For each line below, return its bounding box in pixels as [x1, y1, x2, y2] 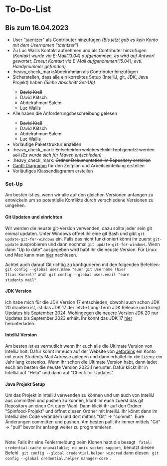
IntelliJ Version [5, 332, 37, 338]
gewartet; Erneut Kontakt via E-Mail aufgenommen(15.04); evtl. [12, 58, 143, 64]
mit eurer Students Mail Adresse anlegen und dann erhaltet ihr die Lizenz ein [5, 353, 163, 359]
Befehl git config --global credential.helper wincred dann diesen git [5, 450, 159, 456]
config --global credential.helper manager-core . [5, 455, 112, 461]
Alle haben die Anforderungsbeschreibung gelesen [12, 110, 117, 116]
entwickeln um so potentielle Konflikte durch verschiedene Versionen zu [5, 197, 154, 203]
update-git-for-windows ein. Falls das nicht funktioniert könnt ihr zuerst [5, 236, 152, 242]
